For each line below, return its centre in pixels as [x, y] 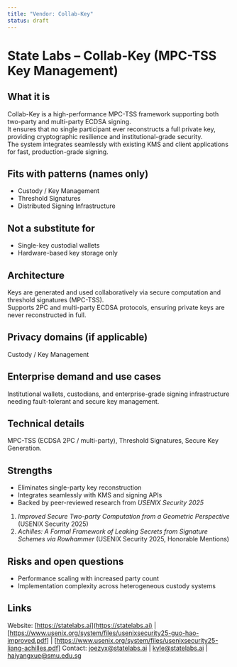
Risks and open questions [66, 561]
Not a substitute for [51, 228]
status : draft [28, 21]
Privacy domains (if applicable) [77, 337]
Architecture [36, 275]
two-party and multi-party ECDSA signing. [69, 121]
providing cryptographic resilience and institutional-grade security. [105, 136]
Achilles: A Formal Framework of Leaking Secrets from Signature [112, 531]
